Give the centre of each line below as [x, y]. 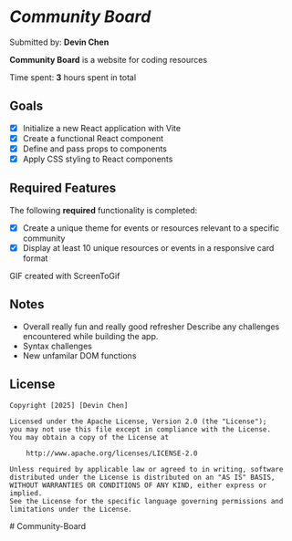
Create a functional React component [93, 138]
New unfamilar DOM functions [79, 355]
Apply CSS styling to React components [98, 159]
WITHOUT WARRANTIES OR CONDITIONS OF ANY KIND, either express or [138, 485]
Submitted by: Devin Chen [59, 42]
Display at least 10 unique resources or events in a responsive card [148, 247]
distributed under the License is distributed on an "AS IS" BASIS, [142, 477]
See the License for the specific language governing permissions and [146, 501]
